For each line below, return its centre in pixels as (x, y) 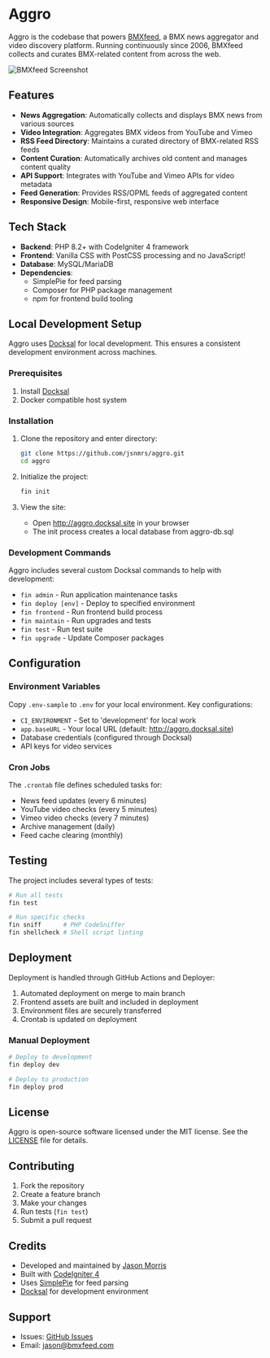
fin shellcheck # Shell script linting (76, 932)
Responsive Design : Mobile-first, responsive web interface (120, 201)
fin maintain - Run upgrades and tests (86, 620)
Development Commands (60, 552)
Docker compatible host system (74, 400)
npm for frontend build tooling (83, 299)
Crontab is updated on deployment (78, 1019)
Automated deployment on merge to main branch (102, 993)
